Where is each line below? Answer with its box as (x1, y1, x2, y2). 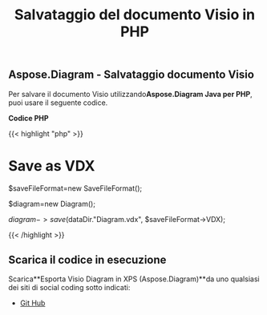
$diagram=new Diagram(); (8, 199, 96, 208)
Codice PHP (8, 113, 50, 123)
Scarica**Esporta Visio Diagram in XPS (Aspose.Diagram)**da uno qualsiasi (8, 274, 260, 284)
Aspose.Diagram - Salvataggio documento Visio (8, 68, 255, 82)
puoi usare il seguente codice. (8, 98, 108, 107)
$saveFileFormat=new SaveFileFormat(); (8, 183, 143, 193)
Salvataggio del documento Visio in (14, 6, 255, 24)
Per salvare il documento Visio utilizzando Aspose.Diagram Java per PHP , (8, 89, 253, 99)
